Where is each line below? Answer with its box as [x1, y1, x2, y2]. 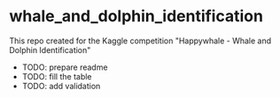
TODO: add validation [21, 80, 101, 91]
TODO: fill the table [21, 71, 92, 81]
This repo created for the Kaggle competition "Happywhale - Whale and [9, 35, 272, 46]
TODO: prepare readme [21, 62, 108, 72]
